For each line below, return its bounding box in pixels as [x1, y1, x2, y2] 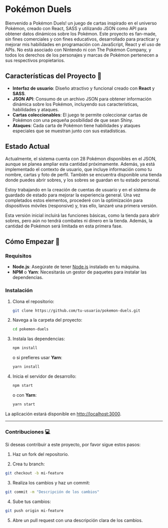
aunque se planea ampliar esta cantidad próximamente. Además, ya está [5, 161, 155, 167]
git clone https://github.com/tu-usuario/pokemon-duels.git [12, 308, 140, 313]
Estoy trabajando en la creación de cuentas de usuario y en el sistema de [5, 186, 156, 192]
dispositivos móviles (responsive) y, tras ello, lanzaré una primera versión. [5, 202, 157, 208]
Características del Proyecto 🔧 [5, 72, 102, 81]
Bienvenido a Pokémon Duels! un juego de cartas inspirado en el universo [5, 20, 157, 26]
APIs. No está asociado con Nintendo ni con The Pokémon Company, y [5, 47, 151, 53]
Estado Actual [5, 142, 50, 151]
